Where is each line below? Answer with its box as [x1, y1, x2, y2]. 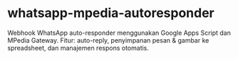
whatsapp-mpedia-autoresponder [7, 5, 215, 21]
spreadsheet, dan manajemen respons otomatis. [7, 43, 150, 52]
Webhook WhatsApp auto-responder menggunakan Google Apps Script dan [7, 28, 232, 37]
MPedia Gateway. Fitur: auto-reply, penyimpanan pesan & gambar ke [7, 36, 209, 44]
